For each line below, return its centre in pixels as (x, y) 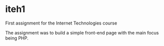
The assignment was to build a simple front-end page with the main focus (82, 32)
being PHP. (17, 38)
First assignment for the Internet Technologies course (61, 23)
